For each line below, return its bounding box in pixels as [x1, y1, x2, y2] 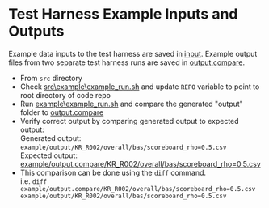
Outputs [8, 22, 65, 40]
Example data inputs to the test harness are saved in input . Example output [8, 49, 258, 58]
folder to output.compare [19, 107, 104, 117]
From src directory [19, 73, 83, 83]
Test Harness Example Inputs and [8, 5, 238, 23]
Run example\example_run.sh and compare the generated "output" [19, 99, 244, 108]
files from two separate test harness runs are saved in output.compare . [8, 57, 245, 67]
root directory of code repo [19, 90, 111, 100]
